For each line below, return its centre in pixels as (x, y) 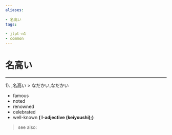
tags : (11, 24)
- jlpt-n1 (16, 34)
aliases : (15, 10)
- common (15, 39)
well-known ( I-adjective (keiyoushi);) (53, 117)
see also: (27, 127)
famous (21, 96)
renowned (23, 106)
